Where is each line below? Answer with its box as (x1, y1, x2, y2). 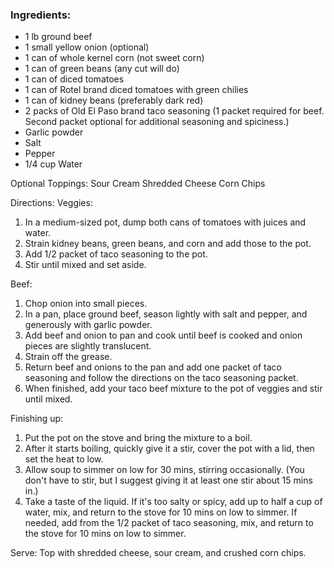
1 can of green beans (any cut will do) (24, 63, 180, 75)
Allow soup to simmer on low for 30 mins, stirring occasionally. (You (24, 464, 305, 476)
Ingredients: (10, 8, 72, 22)
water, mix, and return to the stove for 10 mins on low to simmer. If (24, 506, 298, 518)
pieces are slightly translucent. (24, 340, 152, 352)
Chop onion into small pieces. (24, 298, 148, 310)
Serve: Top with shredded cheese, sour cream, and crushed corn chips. (10, 547, 307, 559)
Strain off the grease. (24, 351, 113, 363)
